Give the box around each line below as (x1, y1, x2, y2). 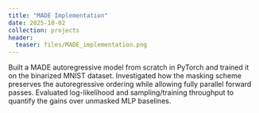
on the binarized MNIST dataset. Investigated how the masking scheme (8, 71, 242, 81)
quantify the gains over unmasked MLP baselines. (8, 96, 172, 106)
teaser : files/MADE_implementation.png (15, 41, 148, 49)
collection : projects (8, 26, 80, 34)
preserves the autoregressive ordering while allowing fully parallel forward (8, 80, 252, 89)
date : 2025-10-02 (8, 19, 66, 27)
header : (8, 33, 34, 42)
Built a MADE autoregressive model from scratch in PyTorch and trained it (8, 62, 249, 72)
